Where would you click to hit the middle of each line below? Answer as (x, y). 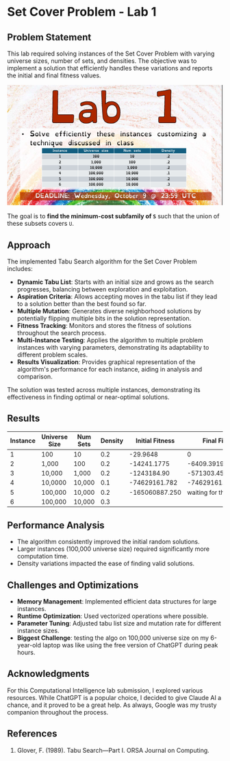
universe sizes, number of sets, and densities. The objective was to (102, 61)
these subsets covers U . (40, 224)
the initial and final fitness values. (54, 75)
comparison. (35, 376)
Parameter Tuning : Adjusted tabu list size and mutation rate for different (119, 623)
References (32, 734)
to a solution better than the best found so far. (82, 304)
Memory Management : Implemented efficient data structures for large (117, 601)
